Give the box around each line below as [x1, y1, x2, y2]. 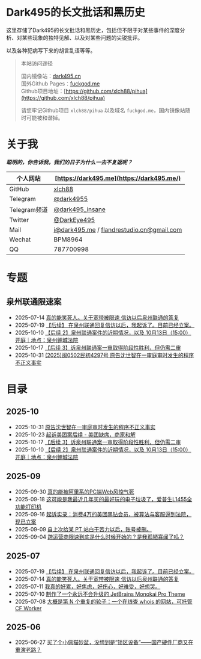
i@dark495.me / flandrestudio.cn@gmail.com [53, 225, 182, 234]
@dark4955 [53, 194, 88, 203]
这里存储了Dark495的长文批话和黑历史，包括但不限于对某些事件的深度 [6, 26, 180, 34]
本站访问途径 [20, 60, 53, 67]
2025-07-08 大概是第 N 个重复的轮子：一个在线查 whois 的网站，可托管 [14, 598, 193, 605]
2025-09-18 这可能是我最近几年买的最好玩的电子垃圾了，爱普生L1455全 [14, 495, 193, 503]
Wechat [9, 235, 31, 244]
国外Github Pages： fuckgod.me [20, 79, 100, 87]
